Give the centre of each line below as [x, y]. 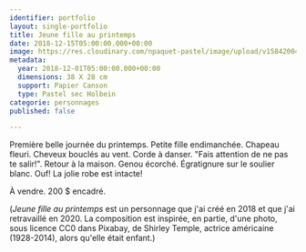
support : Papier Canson [62, 86]
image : [22, 52]
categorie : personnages [55, 102]
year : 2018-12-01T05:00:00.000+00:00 [89, 69]
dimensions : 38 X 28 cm [62, 77]
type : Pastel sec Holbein [67, 94]
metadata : [28, 60]
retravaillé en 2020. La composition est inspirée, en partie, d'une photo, [143, 218]
